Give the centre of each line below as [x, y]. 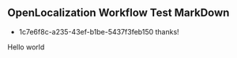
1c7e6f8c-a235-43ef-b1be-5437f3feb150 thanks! [99, 31]
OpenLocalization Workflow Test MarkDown [118, 13]
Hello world [26, 47]
